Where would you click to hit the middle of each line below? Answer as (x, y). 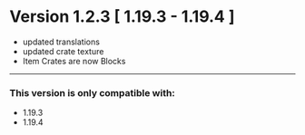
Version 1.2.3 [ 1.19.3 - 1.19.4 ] (122, 17)
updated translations (61, 42)
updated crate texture (63, 51)
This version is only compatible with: (92, 92)
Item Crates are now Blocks (74, 61)
